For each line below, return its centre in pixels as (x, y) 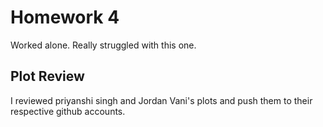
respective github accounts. (68, 111)
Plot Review (47, 76)
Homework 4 (65, 17)
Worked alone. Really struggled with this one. (103, 45)
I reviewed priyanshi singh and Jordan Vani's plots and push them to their (161, 100)
